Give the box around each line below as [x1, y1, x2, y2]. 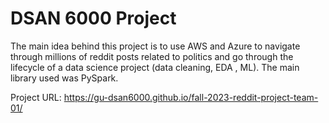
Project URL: [10, 91, 62, 103]
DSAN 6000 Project [10, 7, 177, 30]
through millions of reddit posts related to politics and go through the [10, 50, 294, 62]
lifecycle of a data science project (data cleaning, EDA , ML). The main [10, 61, 300, 73]
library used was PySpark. [10, 72, 119, 84]
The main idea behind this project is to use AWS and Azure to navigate [10, 40, 301, 52]
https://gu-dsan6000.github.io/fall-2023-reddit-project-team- [63, 91, 319, 103]
